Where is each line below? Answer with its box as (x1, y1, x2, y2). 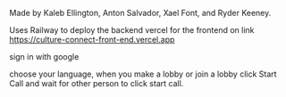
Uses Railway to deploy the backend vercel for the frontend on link (9, 25, 255, 35)
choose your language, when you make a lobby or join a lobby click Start (9, 69, 277, 79)
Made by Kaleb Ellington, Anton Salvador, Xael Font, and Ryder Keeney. (9, 8, 272, 18)
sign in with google (9, 52, 80, 61)
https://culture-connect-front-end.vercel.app (9, 35, 175, 44)
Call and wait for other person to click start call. (9, 78, 184, 88)
